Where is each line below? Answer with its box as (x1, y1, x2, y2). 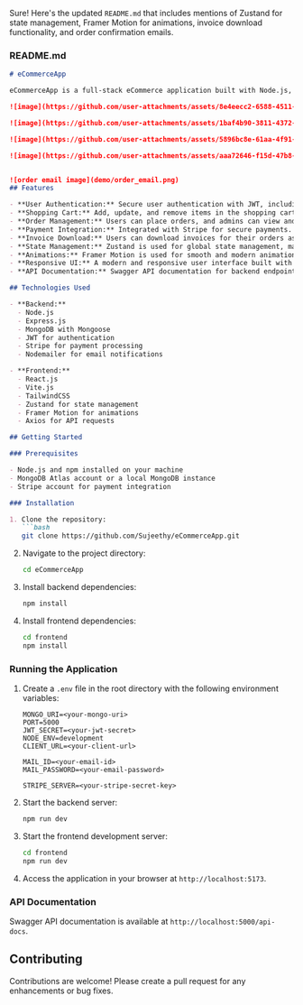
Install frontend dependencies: (22, 615, 137, 626)
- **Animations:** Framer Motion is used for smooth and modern (9, 250, 256, 260)
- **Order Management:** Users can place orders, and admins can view (9, 217, 280, 226)
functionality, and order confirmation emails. (9, 27, 174, 37)
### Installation (9, 498, 75, 508)
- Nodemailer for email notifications (17, 350, 164, 359)
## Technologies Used (9, 283, 91, 292)
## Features (9, 184, 54, 193)
